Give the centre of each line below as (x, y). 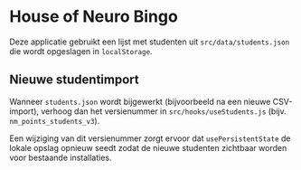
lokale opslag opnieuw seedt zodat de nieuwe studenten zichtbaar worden (148, 147)
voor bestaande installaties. (61, 157)
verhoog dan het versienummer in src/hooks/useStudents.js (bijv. (163, 111)
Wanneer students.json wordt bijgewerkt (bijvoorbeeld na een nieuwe (140, 101)
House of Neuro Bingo (94, 17)
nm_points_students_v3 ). (55, 120)
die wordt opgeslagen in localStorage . (81, 51)
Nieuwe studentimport (74, 80)
